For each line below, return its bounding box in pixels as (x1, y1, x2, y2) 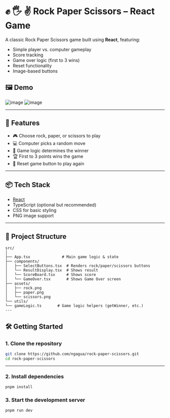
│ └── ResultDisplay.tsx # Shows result (5, 268, 99, 273)
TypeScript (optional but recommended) (12, 202, 97, 208)
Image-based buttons (12, 68, 58, 74)
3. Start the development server (5, 396, 86, 403)
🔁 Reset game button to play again (12, 160, 84, 166)
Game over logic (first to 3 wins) (12, 57, 80, 63)
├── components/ (5, 259, 39, 264)
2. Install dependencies (5, 373, 64, 380)
